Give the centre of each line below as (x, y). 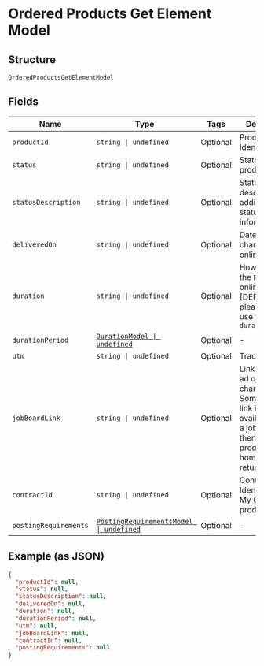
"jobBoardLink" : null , (52, 633)
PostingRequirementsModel (145, 521)
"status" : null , (42, 589)
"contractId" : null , (49, 640)
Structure (32, 60)
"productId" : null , (47, 582)
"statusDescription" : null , (61, 597)
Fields (24, 102)
